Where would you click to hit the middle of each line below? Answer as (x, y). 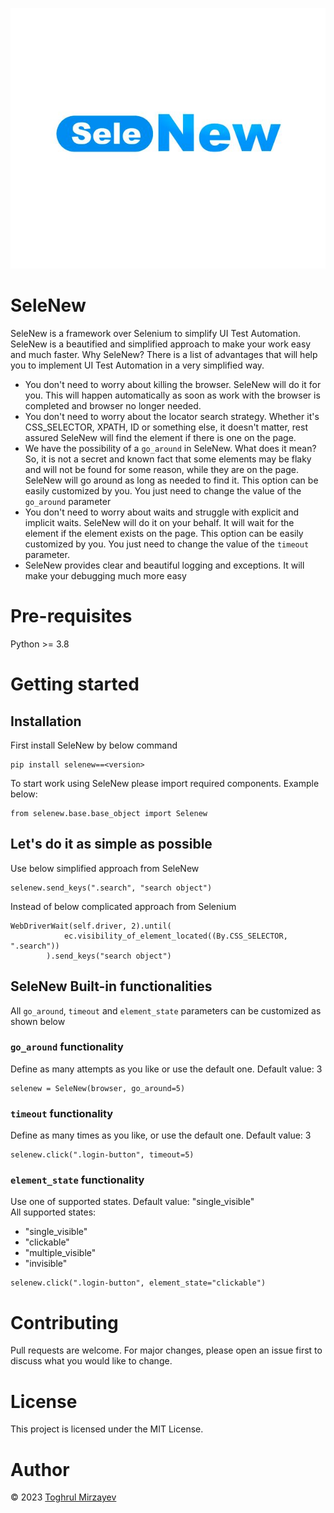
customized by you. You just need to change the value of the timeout (167, 544)
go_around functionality (67, 1047)
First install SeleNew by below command (94, 745)
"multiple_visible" (60, 1253)
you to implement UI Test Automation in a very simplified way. (137, 365)
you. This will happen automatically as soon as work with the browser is (172, 395)
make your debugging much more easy (105, 576)
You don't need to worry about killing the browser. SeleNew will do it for (173, 384)
